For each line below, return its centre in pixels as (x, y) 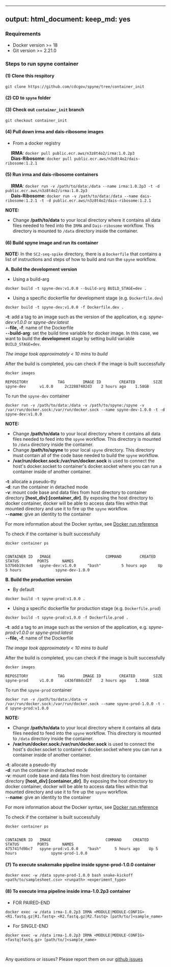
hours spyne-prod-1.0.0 (46, 854)
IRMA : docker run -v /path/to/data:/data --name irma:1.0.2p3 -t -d (85, 186)
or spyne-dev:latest (48, 322)
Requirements (23, 34)
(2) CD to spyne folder (28, 98)
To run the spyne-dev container (37, 396)
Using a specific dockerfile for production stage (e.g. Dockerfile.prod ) (87, 608)
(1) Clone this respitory (30, 76)
